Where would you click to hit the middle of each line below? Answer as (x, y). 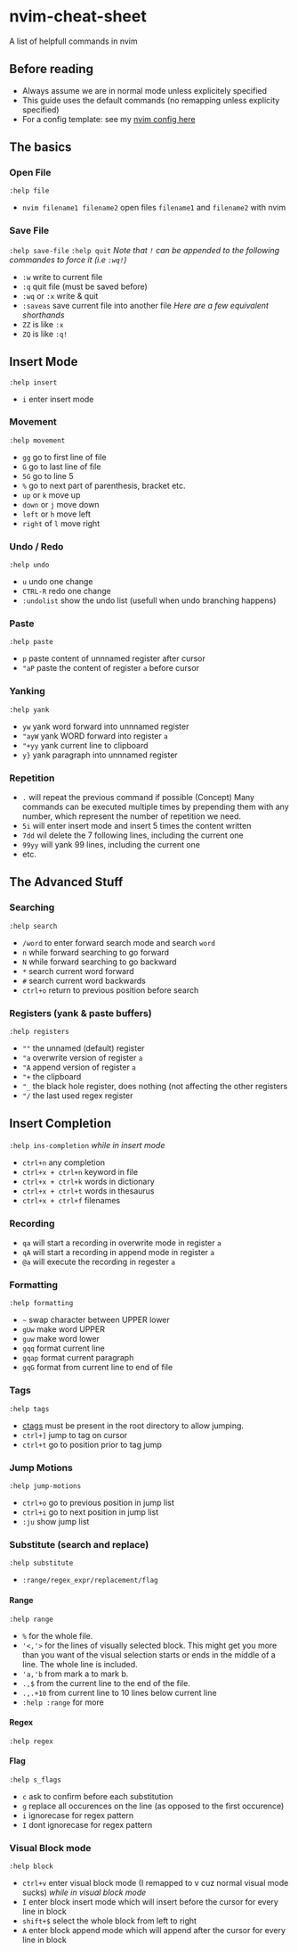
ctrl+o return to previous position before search (110, 990)
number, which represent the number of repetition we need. (132, 816)
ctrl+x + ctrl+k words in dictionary (89, 1181)
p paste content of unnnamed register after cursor (114, 658)
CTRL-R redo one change (66, 591)
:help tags (29, 1409)
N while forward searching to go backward (99, 962)
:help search (33, 926)
